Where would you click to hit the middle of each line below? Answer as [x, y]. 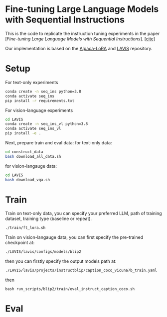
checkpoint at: [20, 243]
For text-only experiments [32, 82]
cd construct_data [24, 152]
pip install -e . [23, 133]
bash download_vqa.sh [28, 180]
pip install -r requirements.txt [40, 101]
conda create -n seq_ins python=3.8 [43, 91]
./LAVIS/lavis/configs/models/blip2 [43, 252]
